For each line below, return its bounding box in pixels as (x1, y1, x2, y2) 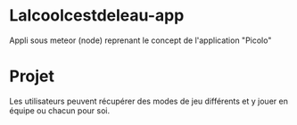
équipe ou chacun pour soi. (9, 104, 110, 116)
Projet (9, 66, 55, 87)
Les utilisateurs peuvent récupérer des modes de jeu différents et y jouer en (9, 96, 288, 106)
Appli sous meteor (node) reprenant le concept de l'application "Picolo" (9, 35, 272, 46)
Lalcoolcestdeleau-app (9, 5, 185, 26)
